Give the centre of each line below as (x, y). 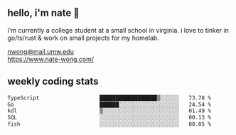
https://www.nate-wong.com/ (51, 59)
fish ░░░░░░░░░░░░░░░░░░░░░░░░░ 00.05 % (109, 124)
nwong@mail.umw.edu (41, 51)
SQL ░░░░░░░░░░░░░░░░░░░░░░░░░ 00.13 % (109, 118)
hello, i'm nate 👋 (44, 13)
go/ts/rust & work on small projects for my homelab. (84, 38)
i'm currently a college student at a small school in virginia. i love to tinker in (118, 30)
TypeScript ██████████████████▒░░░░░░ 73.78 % (109, 98)
